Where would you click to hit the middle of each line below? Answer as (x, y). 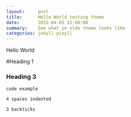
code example (22, 89)
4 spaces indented (29, 99)
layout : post (27, 11)
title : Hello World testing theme (55, 17)
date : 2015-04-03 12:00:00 (47, 22)
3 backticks (21, 109)
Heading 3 (21, 77)
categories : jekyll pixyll (39, 34)
